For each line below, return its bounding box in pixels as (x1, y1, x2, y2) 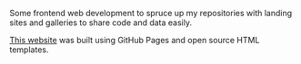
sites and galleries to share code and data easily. (9, 17, 193, 28)
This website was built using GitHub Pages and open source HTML (9, 35, 260, 45)
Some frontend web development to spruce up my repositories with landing (9, 8, 293, 18)
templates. (9, 44, 49, 55)
